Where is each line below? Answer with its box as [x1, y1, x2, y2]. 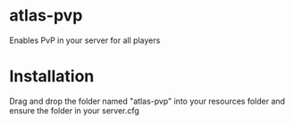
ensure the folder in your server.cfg [9, 104, 140, 116]
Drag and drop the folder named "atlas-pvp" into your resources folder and [9, 96, 286, 106]
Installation [9, 66, 95, 87]
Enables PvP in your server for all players [9, 35, 161, 46]
